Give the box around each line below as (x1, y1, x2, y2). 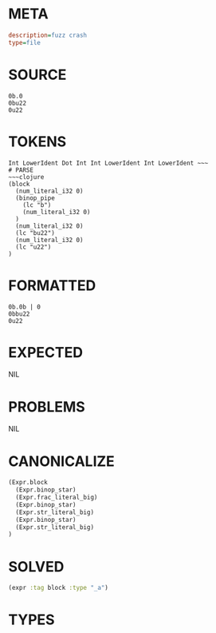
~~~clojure (8, 173, 45, 181)
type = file (8, 38, 41, 46)
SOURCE (8, 66, 67, 84)
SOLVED (8, 557, 65, 575)
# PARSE (8, 165, 34, 174)
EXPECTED (8, 343, 84, 361)
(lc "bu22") (15, 229, 56, 237)
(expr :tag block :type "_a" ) (8, 584, 109, 592)
